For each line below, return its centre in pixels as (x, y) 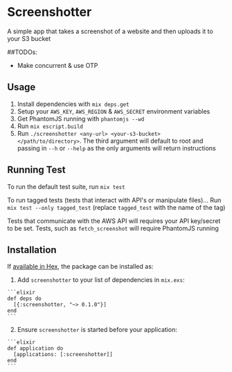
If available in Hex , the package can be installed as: (80, 267)
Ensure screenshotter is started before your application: (97, 330)
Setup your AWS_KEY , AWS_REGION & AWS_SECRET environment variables (114, 111)
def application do (35, 348)
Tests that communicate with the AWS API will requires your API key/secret (114, 221)
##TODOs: (23, 52)
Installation (32, 250)
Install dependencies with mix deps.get (73, 104)
